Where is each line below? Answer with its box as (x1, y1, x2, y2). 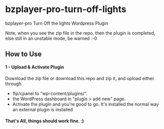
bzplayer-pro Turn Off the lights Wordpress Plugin (5, 20, 108, 26)
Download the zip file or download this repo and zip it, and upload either (5, 75, 154, 81)
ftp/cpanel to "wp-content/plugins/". (12, 90, 88, 96)
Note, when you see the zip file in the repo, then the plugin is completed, (5, 30, 155, 36)
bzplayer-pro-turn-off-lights (5, 4, 126, 15)
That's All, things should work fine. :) (5, 118, 84, 124)
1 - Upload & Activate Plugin (5, 64, 64, 70)
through (5, 81, 22, 87)
